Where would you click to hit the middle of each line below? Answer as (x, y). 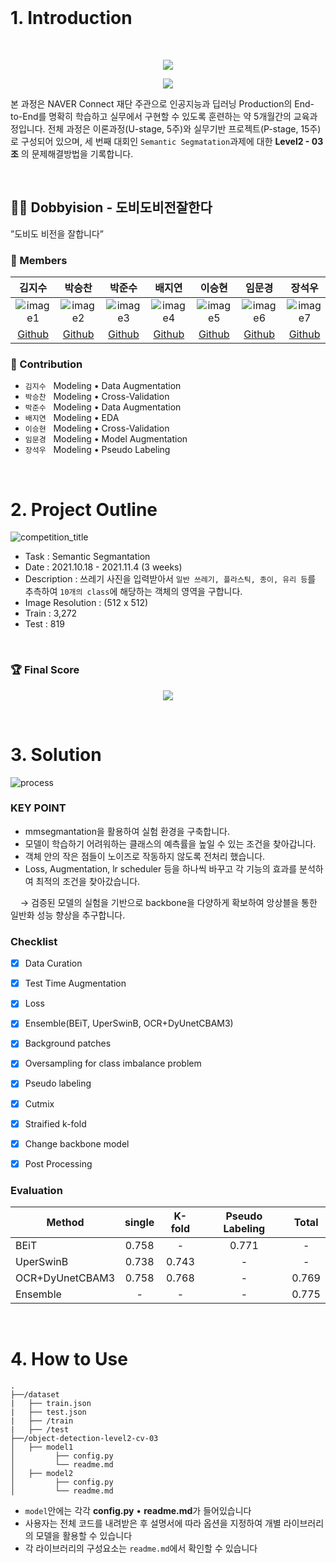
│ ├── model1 (42, 1447)
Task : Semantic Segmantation (87, 557)
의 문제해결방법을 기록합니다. (77, 153)
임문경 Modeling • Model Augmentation (106, 439)
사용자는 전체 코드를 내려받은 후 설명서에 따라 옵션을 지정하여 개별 (153, 1523)
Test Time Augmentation (75, 983)
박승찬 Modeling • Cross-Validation (97, 397)
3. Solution (56, 754)
